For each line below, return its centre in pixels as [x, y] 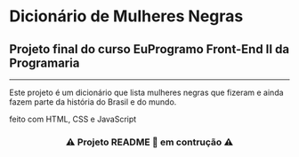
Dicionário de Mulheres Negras [126, 16]
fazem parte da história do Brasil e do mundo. [93, 102]
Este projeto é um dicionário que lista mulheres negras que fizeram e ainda [146, 92]
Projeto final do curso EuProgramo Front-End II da [149, 49]
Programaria [44, 63]
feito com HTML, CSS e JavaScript [73, 119]
